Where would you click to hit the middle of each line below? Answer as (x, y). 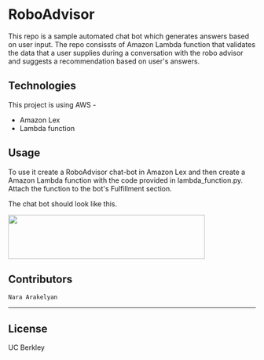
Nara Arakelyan (33, 297)
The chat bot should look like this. (63, 204)
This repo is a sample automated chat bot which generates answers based (129, 36)
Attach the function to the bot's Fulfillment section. (90, 188)
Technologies (42, 86)
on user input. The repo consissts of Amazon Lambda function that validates (132, 44)
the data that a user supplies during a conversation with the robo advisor (126, 53)
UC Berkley (27, 347)
